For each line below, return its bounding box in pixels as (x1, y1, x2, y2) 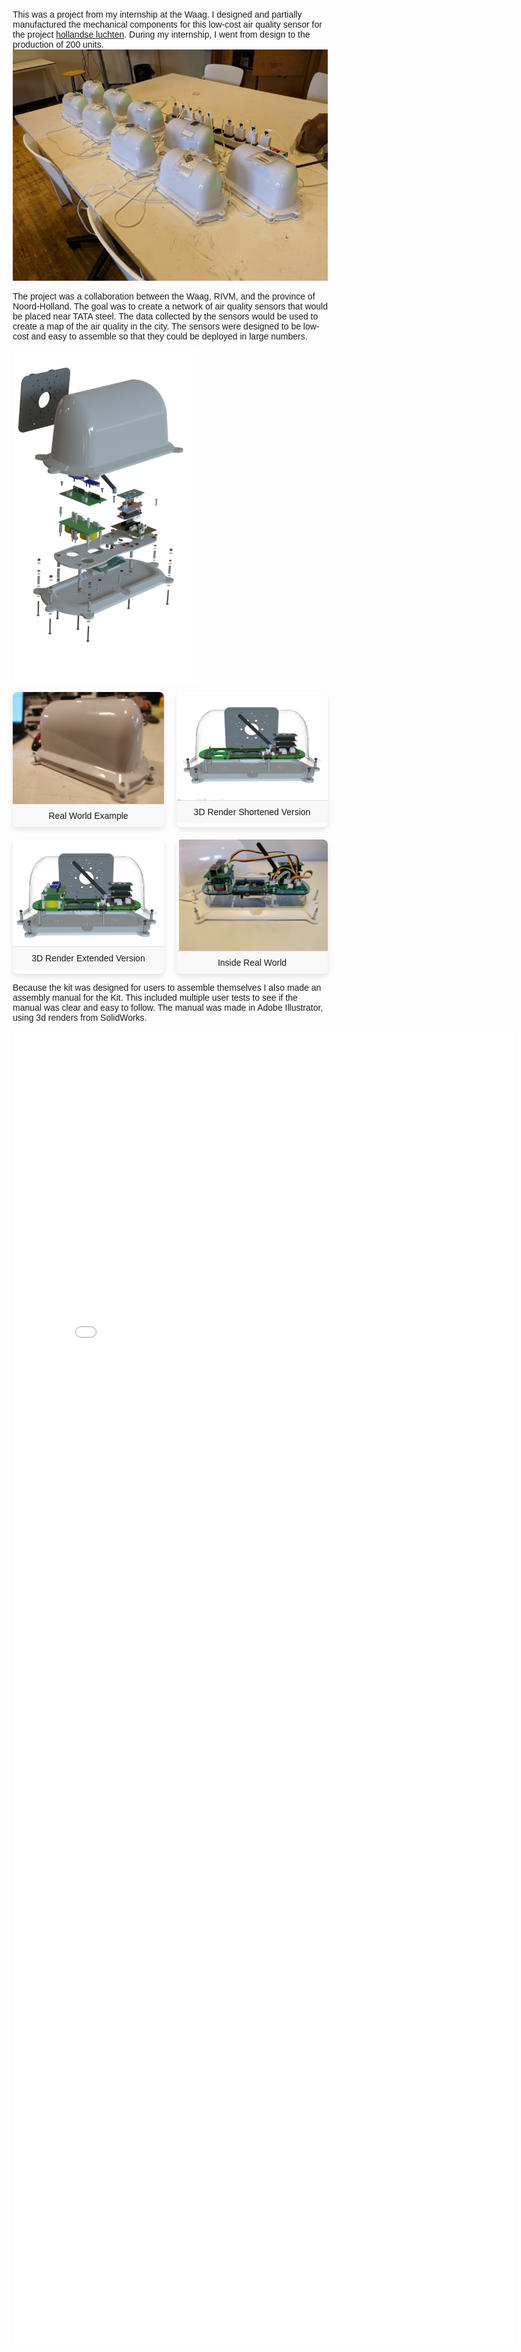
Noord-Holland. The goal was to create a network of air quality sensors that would (12, 300, 329, 312)
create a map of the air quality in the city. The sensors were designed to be (12, 320, 301, 332)
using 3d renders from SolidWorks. (12, 1012, 148, 1023)
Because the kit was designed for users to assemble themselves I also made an (12, 982, 322, 993)
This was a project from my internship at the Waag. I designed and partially (12, 9, 303, 20)
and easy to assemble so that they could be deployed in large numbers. (30, 330, 308, 342)
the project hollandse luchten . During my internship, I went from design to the (12, 29, 311, 40)
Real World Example (48, 810, 129, 822)
